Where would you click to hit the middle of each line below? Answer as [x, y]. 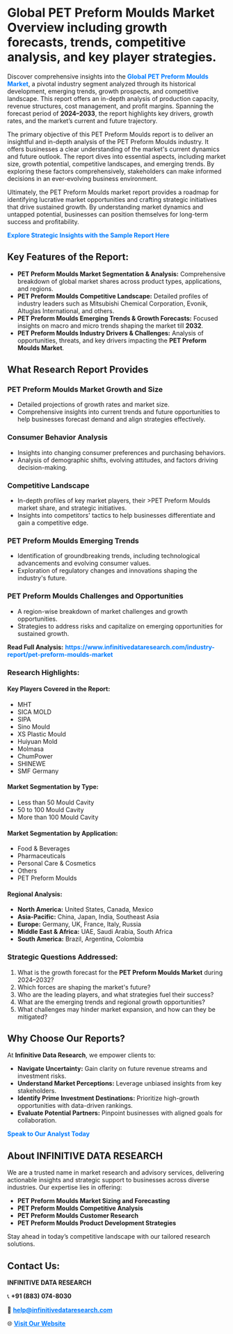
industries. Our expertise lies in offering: [65, 1187]
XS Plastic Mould [41, 734]
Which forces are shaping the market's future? [84, 987]
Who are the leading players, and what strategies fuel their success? [115, 994]
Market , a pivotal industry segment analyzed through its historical [102, 84]
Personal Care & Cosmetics [56, 864]
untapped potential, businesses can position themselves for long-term [108, 214]
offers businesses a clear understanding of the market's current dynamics [114, 149]
